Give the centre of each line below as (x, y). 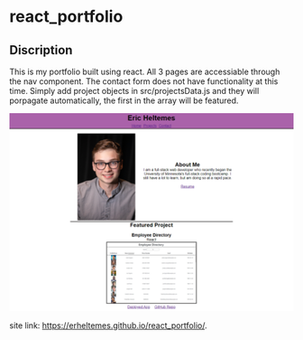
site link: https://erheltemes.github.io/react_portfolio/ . (108, 326)
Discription (41, 50)
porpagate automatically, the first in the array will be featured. (124, 100)
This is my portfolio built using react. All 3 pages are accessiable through (145, 71)
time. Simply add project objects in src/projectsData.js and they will (134, 91)
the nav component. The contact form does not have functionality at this (144, 81)
